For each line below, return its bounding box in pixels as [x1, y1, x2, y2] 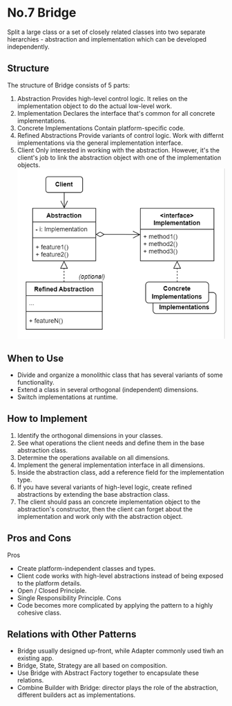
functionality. [17, 378, 55, 386]
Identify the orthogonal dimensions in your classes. [17, 431, 164, 439]
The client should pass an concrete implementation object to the [17, 497, 201, 506]
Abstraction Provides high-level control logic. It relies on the [17, 94, 188, 103]
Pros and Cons [7, 532, 71, 545]
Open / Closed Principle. [17, 586, 88, 594]
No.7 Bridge [7, 5, 77, 21]
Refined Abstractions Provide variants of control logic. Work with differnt [17, 131, 224, 139]
